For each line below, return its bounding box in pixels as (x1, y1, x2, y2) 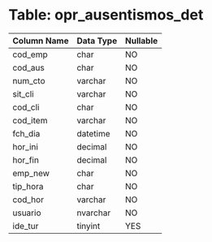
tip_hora (12, 180, 44, 192)
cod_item (12, 115, 48, 126)
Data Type (76, 35, 118, 46)
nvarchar (76, 207, 111, 218)
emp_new (12, 167, 50, 179)
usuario (12, 207, 41, 218)
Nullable (124, 35, 158, 46)
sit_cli (12, 88, 34, 99)
